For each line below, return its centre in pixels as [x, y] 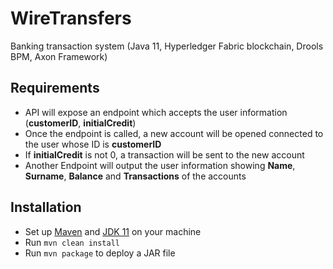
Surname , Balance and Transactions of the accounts [135, 176]
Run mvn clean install [72, 242]
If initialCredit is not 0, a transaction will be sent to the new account [164, 154]
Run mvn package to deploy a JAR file [100, 253]
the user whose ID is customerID [93, 144]
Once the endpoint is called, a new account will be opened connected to [174, 133]
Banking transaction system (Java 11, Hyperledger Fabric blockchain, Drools [167, 46]
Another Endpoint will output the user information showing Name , [160, 165]
